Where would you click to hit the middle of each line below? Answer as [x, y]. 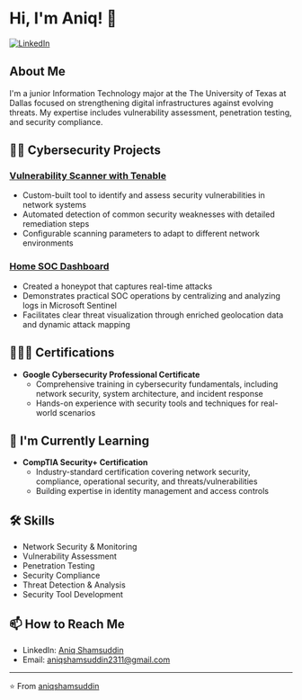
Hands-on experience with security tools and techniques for [147, 403]
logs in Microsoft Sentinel [69, 305]
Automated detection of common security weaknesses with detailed [149, 214]
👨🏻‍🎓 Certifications [62, 353]
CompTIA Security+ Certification [85, 462]
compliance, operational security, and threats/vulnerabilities [147, 481]
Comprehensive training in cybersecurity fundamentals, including [157, 384]
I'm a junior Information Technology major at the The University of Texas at [148, 93]
